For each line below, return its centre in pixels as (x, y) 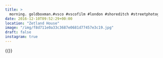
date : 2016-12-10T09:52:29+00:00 (39, 19)
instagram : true (21, 37)
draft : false (18, 32)
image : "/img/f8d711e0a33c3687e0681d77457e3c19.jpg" (59, 28)
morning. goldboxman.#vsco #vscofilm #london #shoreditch (69, 14)
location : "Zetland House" (32, 23)
